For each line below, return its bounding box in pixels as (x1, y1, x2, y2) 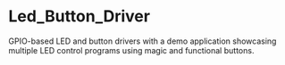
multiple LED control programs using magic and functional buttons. (8, 45, 255, 55)
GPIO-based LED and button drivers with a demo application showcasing (8, 36, 277, 46)
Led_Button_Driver (8, 6, 151, 27)
